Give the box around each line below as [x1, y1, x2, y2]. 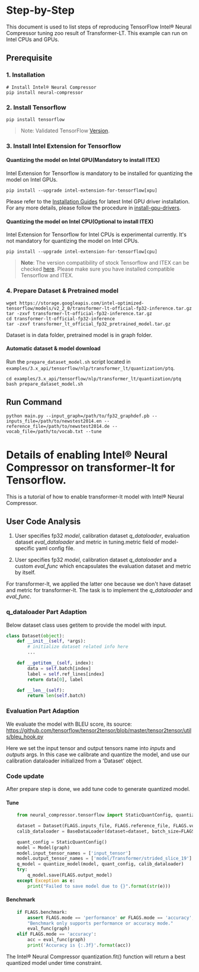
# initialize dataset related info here [27, 644, 129, 650]
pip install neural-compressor [6, 90, 84, 96]
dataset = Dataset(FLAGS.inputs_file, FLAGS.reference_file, [17, 823, 171, 829]
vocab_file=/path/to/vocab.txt [6, 428, 84, 434]
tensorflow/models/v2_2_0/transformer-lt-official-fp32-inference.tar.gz [6, 305, 192, 312]
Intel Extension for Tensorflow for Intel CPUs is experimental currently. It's [6, 231, 187, 238]
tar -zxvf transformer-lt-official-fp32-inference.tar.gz [6, 310, 152, 316]
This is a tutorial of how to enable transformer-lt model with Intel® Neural [6, 493, 184, 500]
